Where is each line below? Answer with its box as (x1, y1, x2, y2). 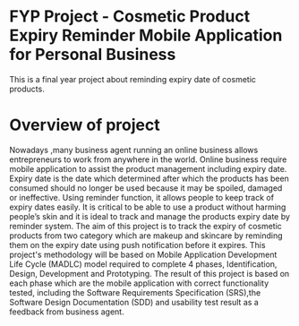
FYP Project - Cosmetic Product (9, 6, 251, 27)
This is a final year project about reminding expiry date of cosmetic (9, 73, 257, 84)
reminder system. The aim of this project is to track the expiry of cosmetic (9, 220, 282, 231)
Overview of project (9, 115, 160, 135)
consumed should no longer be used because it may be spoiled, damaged (9, 182, 283, 193)
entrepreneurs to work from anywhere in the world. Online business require (9, 154, 287, 165)
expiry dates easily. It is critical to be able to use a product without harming (9, 202, 286, 212)
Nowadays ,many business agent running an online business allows (9, 144, 259, 155)
